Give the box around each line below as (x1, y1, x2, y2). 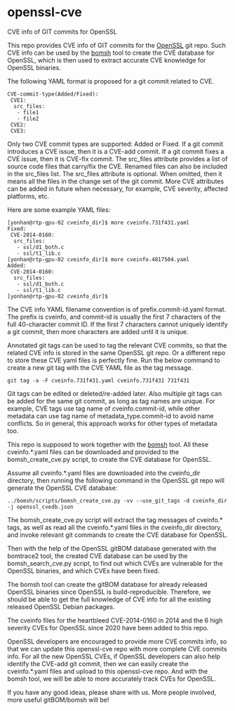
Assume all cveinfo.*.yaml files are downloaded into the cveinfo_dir (7, 468, 201, 477)
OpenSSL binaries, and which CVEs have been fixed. (7, 566, 160, 575)
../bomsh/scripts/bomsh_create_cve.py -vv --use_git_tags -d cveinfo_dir (7, 497, 228, 504)
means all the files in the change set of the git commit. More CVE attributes (7, 177, 224, 185)
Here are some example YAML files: (7, 205, 111, 214)
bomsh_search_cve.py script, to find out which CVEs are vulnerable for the (7, 559, 223, 567)
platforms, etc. (7, 192, 49, 200)
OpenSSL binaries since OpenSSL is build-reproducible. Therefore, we (7, 587, 211, 596)
